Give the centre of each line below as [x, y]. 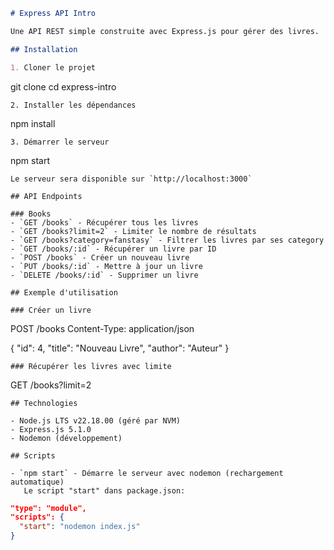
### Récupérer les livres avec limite [91, 366]
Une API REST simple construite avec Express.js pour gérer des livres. [165, 31]
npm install [33, 123]
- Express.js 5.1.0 [51, 429]
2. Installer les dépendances [73, 105]
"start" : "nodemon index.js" [80, 527]
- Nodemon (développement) [66, 438]
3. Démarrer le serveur [60, 142]
